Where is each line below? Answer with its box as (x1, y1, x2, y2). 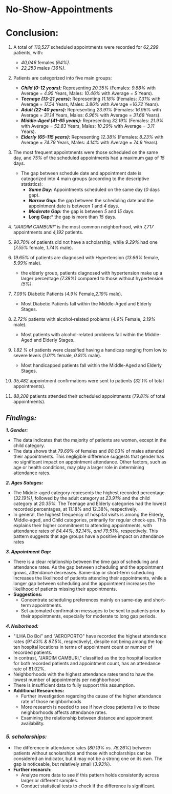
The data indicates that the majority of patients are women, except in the (13, 437, 167, 443)
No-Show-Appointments (6, 4, 113, 15)
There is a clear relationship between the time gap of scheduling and (13, 558, 159, 565)
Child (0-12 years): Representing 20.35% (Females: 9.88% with (20, 85, 156, 91)
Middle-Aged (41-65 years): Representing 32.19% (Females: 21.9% (20, 118, 164, 124)
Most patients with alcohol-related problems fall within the (20, 332, 144, 338)
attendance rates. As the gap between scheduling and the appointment (13, 564, 163, 570)
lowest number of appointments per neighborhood (13, 676, 120, 683)
